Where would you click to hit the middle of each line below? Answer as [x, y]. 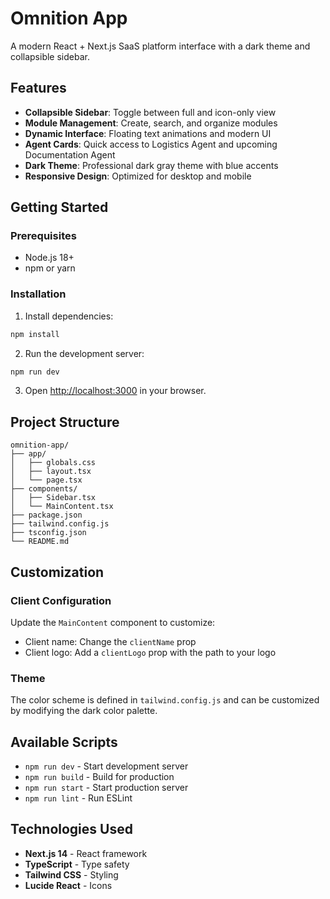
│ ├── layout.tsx [51, 472]
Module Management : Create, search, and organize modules [151, 123]
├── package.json [46, 515]
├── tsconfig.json [48, 533]
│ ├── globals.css [53, 463]
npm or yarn [50, 268]
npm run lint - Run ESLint [78, 798]
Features [38, 88]
